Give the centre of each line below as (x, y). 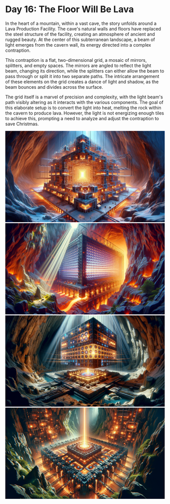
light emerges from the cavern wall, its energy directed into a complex (78, 45)
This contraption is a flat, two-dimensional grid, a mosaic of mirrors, (76, 60)
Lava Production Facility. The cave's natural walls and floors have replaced (83, 28)
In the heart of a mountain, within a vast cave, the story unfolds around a (81, 23)
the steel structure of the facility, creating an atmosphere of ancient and (80, 34)
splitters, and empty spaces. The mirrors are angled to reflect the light (78, 65)
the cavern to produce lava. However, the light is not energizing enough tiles (85, 113)
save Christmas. (22, 124)
